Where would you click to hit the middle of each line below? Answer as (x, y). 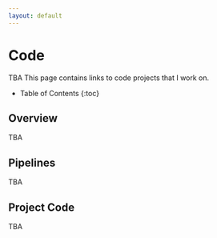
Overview (33, 118)
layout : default (35, 16)
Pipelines (32, 162)
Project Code (41, 207)
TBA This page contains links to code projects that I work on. (109, 78)
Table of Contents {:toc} (60, 93)
